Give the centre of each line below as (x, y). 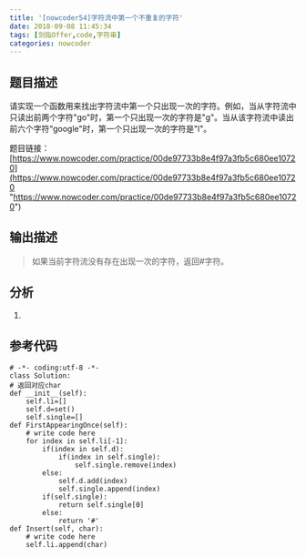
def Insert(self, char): (56, 529)
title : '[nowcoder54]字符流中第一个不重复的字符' (97, 18)
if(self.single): (75, 497)
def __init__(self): (49, 393)
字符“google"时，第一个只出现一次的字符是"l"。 (122, 129)
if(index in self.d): (83, 449)
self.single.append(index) (109, 489)
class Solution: (40, 375)
